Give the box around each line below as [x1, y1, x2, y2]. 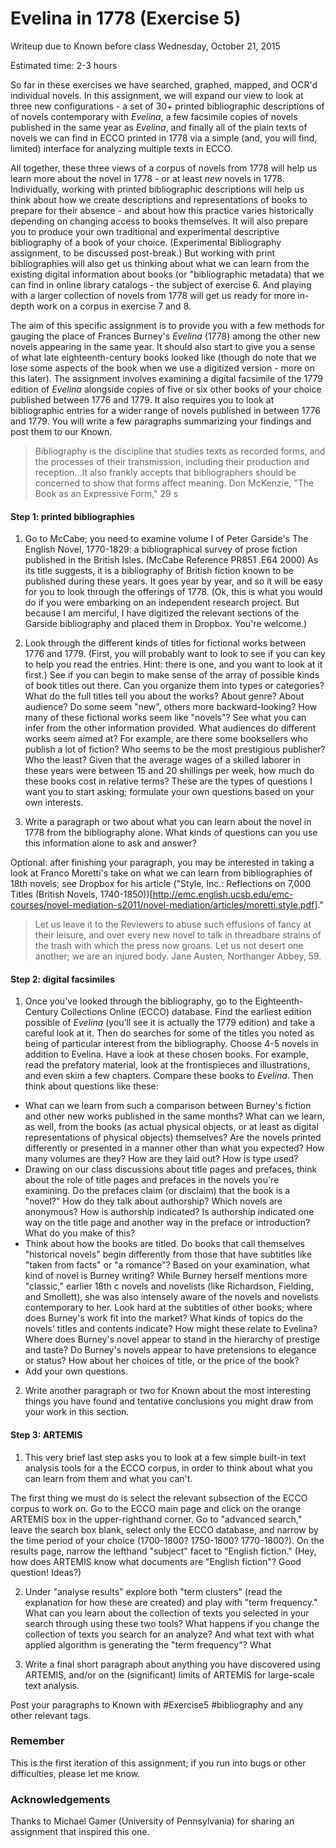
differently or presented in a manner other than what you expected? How [24, 1142, 325, 1154]
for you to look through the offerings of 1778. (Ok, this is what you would [24, 586, 323, 598]
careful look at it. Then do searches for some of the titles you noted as [24, 1027, 315, 1039]
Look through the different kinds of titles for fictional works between [24, 637, 307, 649]
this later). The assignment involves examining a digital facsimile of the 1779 [10, 372, 323, 384]
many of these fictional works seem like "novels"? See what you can [24, 712, 307, 724]
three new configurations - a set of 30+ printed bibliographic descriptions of [10, 100, 325, 112]
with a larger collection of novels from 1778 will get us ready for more [10, 289, 296, 301]
